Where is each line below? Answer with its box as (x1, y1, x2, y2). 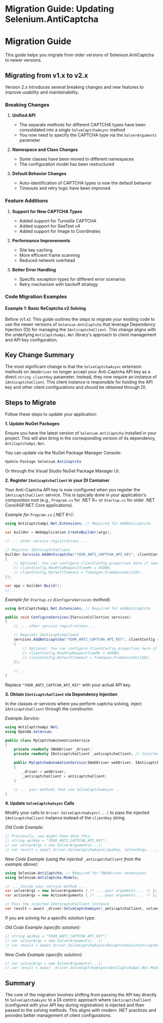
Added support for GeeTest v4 (19, 223, 81, 229)
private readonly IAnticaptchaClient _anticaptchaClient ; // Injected (14, 752, 160, 756)
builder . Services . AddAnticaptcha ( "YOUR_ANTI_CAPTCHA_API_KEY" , (5, 552, 136, 557)
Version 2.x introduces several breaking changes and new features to (5, 84, 144, 90)
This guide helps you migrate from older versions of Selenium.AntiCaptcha (5, 52, 154, 58)
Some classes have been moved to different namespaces (19, 156, 134, 162)
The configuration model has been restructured (19, 161, 114, 167)
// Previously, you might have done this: (5, 834, 92, 839)
